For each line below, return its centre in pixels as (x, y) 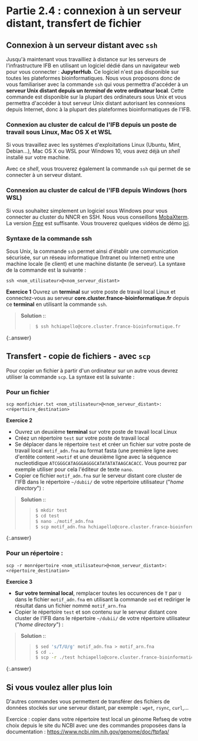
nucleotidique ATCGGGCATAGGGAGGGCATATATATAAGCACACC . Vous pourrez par (100, 463)
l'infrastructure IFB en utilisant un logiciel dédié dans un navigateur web (93, 65)
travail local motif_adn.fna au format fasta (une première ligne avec (96, 450)
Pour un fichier (28, 392)
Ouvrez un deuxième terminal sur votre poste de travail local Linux (96, 432)
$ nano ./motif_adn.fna (65, 521)
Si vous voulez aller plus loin (59, 687)
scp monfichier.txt (30, 404)
